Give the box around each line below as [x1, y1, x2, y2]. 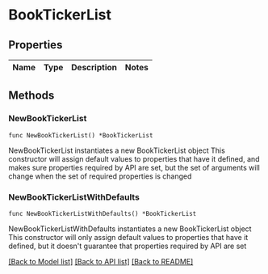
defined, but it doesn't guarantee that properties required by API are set [8, 241, 247, 251]
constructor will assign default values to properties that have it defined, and [8, 154, 260, 163]
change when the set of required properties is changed [8, 171, 192, 181]
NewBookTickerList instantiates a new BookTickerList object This [8, 145, 226, 155]
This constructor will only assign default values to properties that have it [8, 232, 249, 242]
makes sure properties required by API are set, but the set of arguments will [8, 162, 260, 172]
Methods [8, 89, 55, 103]
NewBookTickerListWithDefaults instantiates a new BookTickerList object [8, 224, 252, 234]
